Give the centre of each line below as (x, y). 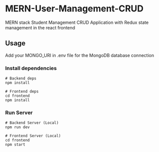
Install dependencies (31, 68)
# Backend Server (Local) (32, 123)
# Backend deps (21, 78)
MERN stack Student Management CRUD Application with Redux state (77, 22)
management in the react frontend (40, 27)
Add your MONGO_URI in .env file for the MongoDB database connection (79, 55)
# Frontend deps (22, 92)
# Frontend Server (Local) (33, 136)
